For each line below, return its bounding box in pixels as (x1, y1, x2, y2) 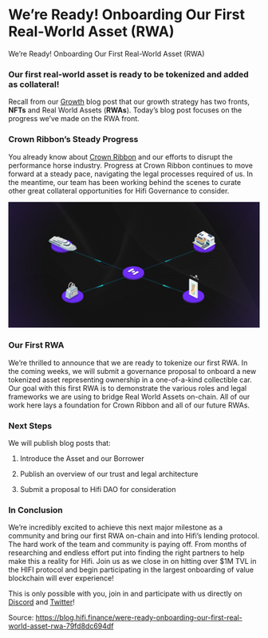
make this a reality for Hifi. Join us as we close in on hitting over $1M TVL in (8, 557, 257, 566)
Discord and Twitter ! (8, 597, 75, 607)
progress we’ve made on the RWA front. (8, 114, 140, 124)
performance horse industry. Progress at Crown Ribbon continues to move (8, 160, 254, 170)
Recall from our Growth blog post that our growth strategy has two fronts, (8, 97, 250, 107)
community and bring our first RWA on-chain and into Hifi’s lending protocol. (8, 531, 260, 541)
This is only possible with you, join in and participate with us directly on (8, 589, 242, 599)
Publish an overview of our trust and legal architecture (19, 469, 199, 479)
